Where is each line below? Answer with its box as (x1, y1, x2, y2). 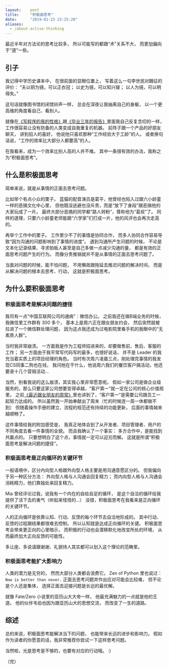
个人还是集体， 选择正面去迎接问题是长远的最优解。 (9, 583, 117, 589)
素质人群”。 (5, 332, 30, 339)
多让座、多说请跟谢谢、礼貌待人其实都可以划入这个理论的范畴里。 (5, 543, 142, 550)
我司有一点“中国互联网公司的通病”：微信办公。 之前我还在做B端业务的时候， (5, 313, 164, 319)
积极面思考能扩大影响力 (5, 557, 62, 565)
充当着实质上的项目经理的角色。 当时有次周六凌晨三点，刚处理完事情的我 (5, 356, 157, 362)
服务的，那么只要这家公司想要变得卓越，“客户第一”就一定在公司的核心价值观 (5, 386, 164, 392)
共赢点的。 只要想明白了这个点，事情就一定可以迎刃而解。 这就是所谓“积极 (5, 434, 160, 440)
